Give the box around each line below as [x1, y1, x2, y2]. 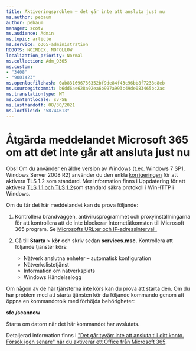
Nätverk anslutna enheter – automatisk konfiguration [23, 255, 152, 262]
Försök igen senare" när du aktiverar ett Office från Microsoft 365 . [6, 338, 167, 346]
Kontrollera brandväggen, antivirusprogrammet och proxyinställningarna [14, 213, 191, 220]
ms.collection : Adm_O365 [6, 58, 67, 64]
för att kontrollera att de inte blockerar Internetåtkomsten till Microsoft [14, 219, 185, 226]
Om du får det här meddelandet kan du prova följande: [6, 201, 139, 209]
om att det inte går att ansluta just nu [6, 145, 190, 159]
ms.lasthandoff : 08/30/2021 [6, 102, 76, 108]
